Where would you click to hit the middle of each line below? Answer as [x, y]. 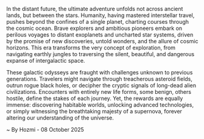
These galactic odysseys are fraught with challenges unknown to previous [100, 72]
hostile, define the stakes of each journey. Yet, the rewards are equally [95, 98]
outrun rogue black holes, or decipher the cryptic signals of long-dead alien [101, 85]
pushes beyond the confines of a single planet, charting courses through [98, 22]
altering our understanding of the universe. [60, 118]
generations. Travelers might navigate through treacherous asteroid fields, [100, 79]
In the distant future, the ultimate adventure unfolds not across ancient [95, 9]
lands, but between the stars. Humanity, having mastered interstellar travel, [100, 15]
